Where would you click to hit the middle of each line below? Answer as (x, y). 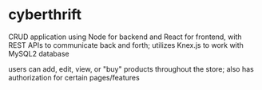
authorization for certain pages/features (74, 77)
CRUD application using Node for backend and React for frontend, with (125, 37)
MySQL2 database (39, 53)
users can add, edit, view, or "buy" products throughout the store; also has (131, 68)
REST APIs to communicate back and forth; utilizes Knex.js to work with (126, 45)
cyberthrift (45, 15)
